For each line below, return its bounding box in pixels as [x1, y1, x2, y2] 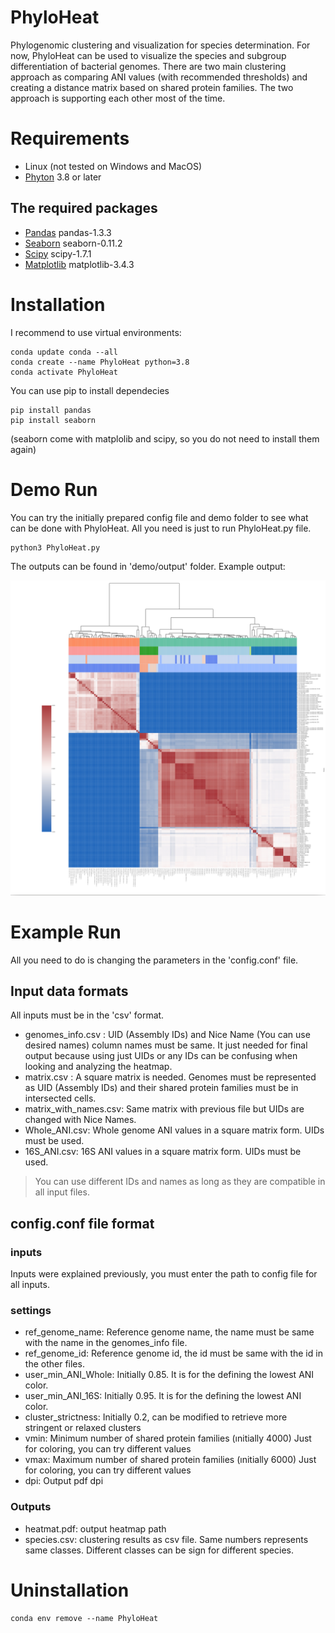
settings [10, 1303, 52, 1317]
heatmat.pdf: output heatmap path [24, 1522, 167, 1535]
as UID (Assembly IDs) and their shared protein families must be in [24, 1082, 299, 1094]
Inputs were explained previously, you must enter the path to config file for [10, 1268, 318, 1280]
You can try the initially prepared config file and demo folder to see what [10, 511, 309, 523]
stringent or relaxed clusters [24, 1422, 142, 1434]
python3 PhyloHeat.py [10, 542, 101, 553]
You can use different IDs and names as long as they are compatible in [34, 1176, 326, 1188]
